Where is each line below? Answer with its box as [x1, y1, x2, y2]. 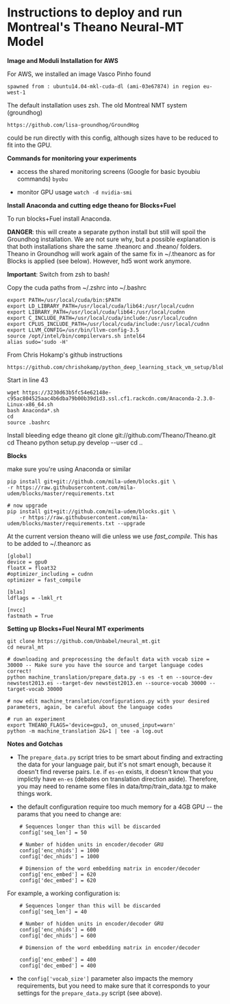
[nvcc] [7, 606, 26, 614]
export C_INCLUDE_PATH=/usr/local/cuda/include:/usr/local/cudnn [7, 314, 197, 321]
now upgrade [13, 502, 48, 509]
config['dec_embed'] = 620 [19, 877, 97, 884]
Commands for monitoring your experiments [7, 154, 137, 162]
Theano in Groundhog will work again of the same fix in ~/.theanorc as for [7, 249, 216, 258]
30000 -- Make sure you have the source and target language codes [7, 662, 204, 668]
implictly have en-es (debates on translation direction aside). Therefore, [16, 775, 219, 783]
